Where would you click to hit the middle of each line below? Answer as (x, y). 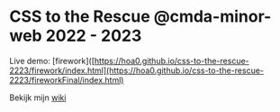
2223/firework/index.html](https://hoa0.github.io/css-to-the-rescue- (136, 70)
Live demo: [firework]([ (52, 61)
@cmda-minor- (212, 17)
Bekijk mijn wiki (38, 98)
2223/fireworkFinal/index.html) (67, 79)
